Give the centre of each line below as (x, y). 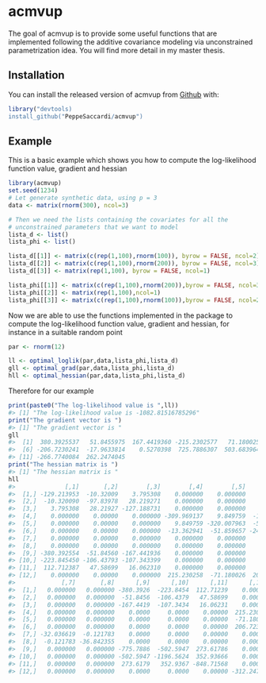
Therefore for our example (51, 391)
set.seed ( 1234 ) (33, 191)
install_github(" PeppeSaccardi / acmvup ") (76, 116)
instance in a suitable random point (65, 332)
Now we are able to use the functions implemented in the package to (121, 315)
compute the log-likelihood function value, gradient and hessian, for (119, 323)
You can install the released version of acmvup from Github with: (114, 95)
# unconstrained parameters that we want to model (93, 227)
